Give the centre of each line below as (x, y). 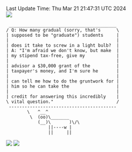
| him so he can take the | (62, 87)
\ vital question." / (62, 102)
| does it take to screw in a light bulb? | (62, 46)
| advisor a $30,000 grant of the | (62, 66)
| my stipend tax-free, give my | (62, 56)
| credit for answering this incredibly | (62, 96)
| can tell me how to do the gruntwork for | (62, 81)
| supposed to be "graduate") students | (62, 35)
